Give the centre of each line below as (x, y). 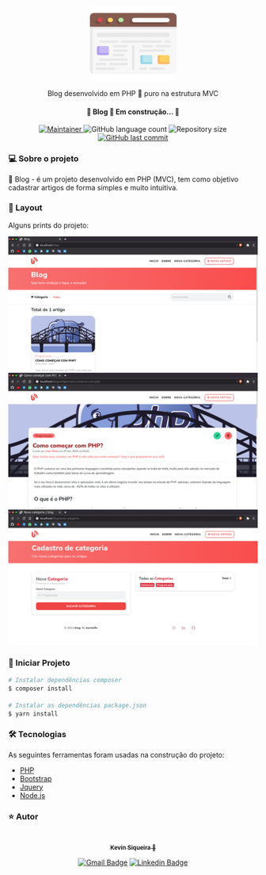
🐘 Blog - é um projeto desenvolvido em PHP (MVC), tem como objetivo (123, 179)
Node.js (32, 795)
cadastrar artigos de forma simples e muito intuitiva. (93, 187)
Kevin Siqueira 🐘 (133, 847)
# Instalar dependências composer (65, 681)
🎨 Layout (25, 208)
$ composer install (40, 689)
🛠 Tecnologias (38, 735)
